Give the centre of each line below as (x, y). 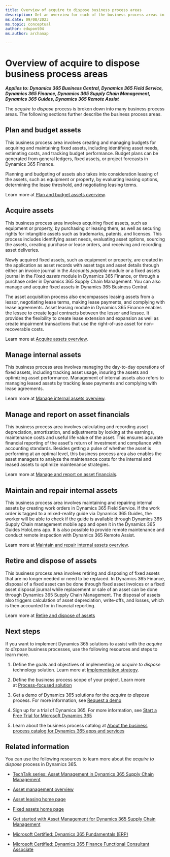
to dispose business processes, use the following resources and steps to (81, 649)
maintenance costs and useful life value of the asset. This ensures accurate (84, 437)
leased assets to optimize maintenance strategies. (58, 465)
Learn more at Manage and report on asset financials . (61, 475)
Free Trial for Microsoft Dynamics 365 (52, 716)
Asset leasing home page (39, 800)
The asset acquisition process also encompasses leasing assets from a (80, 297)
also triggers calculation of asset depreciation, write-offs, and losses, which (84, 600)
